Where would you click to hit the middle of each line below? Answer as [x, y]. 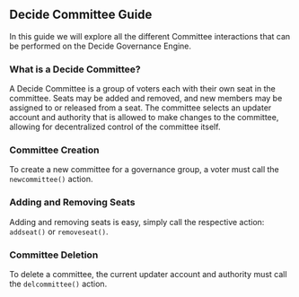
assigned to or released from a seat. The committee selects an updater [141, 108]
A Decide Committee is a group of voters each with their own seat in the [142, 89]
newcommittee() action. [51, 179]
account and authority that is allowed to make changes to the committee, [144, 118]
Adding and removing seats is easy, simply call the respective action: [137, 222]
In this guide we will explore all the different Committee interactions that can [150, 36]
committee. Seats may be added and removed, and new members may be [146, 99]
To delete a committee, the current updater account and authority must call [148, 274]
